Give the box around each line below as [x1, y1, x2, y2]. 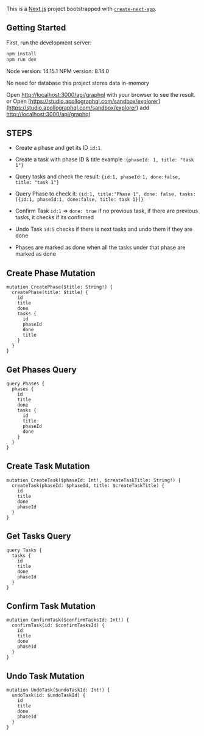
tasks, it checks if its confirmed [15, 214, 94, 221]
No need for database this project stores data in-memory [6, 79, 150, 86]
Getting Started [6, 23, 66, 33]
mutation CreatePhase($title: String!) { [6, 284, 113, 290]
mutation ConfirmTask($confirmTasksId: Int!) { [6, 617, 130, 623]
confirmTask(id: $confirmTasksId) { [12, 622, 105, 629]
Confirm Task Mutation [6, 601, 96, 611]
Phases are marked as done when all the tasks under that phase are [15, 244, 186, 251]
